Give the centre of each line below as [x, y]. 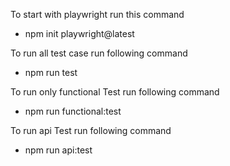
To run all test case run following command [99, 53]
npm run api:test [58, 150]
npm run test [51, 72]
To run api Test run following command [91, 130]
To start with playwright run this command [97, 14]
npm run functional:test [73, 111]
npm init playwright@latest [79, 33]
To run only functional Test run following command [115, 92]
